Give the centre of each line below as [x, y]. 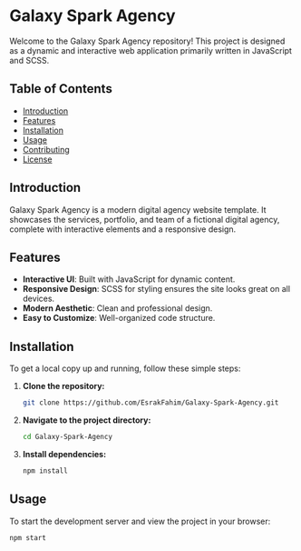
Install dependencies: [64, 454]
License [37, 159]
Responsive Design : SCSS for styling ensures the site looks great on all [156, 289]
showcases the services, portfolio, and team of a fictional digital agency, [145, 219]
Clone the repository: [63, 386]
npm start [28, 537]
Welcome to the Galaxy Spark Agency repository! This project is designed [147, 41]
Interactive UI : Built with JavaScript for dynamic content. [129, 279]
